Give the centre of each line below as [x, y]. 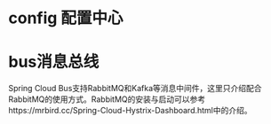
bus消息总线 [54, 62]
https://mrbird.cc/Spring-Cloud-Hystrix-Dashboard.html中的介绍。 [130, 111]
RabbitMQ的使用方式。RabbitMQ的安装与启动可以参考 [107, 99]
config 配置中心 [66, 18]
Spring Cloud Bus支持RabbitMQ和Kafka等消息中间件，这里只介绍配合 [135, 89]
